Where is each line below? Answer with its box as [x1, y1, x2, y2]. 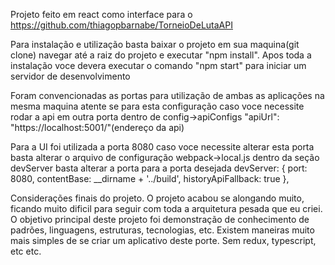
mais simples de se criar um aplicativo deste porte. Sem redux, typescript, [10, 235, 317, 246]
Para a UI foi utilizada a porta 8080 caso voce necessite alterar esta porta [10, 141, 315, 153]
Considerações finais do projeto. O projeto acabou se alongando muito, [10, 192, 305, 204]
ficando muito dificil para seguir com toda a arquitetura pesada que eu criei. [10, 203, 323, 214]
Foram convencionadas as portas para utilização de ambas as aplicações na [10, 90, 325, 101]
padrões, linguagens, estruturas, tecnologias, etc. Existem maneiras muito [10, 224, 315, 236]
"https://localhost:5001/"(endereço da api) [10, 122, 185, 133]
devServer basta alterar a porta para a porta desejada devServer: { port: [10, 162, 308, 174]
